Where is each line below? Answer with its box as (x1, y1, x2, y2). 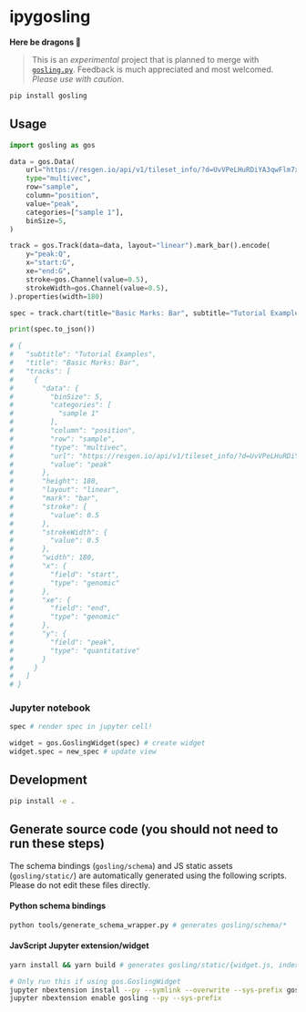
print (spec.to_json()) (9, 325, 96, 334)
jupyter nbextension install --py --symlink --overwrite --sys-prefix (9, 986, 283, 995)
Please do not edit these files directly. (9, 879, 151, 890)
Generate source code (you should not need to (9, 822, 279, 837)
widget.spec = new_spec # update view (9, 747, 157, 757)
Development (9, 772, 88, 788)
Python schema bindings (9, 900, 107, 912)
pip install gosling (9, 91, 88, 100)
